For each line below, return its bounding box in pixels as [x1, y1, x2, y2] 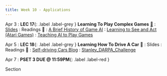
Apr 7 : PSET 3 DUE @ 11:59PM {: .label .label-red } [5, 56, 110, 62]
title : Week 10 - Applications [5, 7, 71, 12]
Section [5, 66, 21, 72]
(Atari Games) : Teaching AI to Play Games [5, 31, 93, 37]
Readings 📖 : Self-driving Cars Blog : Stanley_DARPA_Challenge [5, 46, 136, 52]
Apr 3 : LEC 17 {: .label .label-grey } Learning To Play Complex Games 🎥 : [5, 21, 156, 27]
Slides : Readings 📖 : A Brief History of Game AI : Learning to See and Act [5, 26, 157, 32]
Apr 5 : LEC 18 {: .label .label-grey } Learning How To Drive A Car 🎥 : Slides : [5, 41, 162, 47]
